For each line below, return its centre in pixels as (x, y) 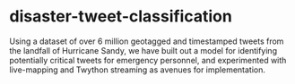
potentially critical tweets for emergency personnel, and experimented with (148, 60)
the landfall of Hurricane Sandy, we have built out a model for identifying (143, 50)
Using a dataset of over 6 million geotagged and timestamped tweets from (147, 41)
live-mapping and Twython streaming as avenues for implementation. (138, 70)
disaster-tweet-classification (121, 17)
